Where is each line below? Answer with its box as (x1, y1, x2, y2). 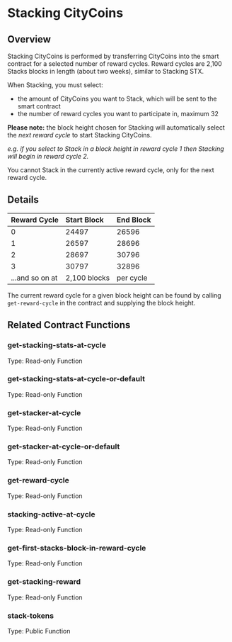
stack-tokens (7, 611, 54, 621)
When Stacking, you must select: (7, 81, 104, 89)
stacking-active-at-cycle (7, 509, 95, 519)
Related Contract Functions (7, 319, 131, 331)
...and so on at (11, 273, 58, 283)
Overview (7, 33, 52, 45)
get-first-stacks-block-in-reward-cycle (7, 543, 146, 553)
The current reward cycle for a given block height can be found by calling (7, 291, 221, 299)
